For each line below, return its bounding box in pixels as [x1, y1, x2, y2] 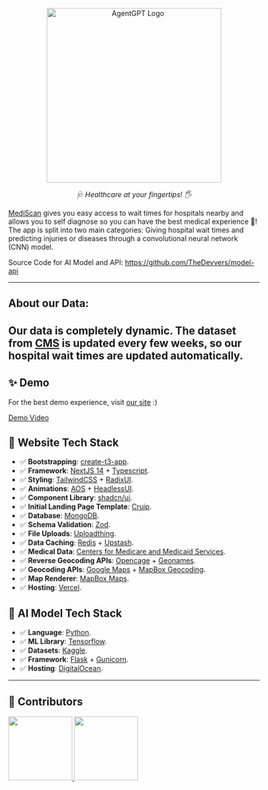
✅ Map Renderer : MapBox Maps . [19, 574, 129, 583]
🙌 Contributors [8, 695, 84, 709]
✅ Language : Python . [19, 628, 92, 637]
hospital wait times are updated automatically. [8, 348, 243, 363]
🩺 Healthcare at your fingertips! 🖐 [76, 190, 192, 199]
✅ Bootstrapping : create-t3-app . [19, 457, 129, 466]
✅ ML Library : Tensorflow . [19, 637, 108, 646]
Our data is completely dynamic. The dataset [8, 324, 237, 337]
